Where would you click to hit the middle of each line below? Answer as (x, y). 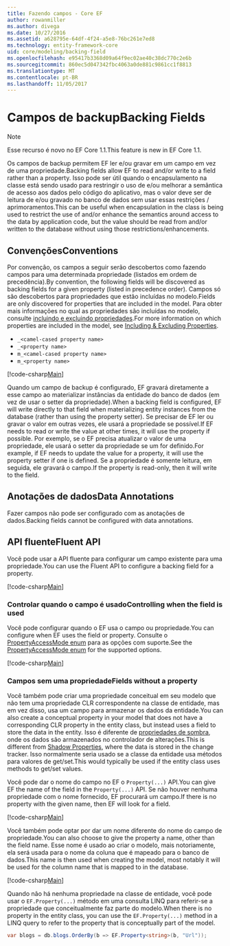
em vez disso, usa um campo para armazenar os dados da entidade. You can (115, 710)
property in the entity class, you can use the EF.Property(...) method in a (112, 916)
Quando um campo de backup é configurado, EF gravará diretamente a (108, 387)
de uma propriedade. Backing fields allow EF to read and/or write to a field (112, 171)
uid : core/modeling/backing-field (57, 52)
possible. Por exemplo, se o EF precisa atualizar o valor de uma (97, 438)
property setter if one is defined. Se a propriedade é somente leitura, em (110, 460)
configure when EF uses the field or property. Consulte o (88, 635)
